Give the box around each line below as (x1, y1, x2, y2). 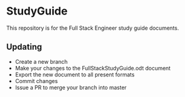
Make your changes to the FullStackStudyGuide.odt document (15, 64, 171, 72)
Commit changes (15, 77, 58, 84)
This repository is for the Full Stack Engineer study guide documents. (6, 24, 179, 32)
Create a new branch (15, 58, 68, 65)
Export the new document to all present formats (15, 71, 135, 78)
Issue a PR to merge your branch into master (15, 84, 127, 91)
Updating (6, 42, 42, 52)
